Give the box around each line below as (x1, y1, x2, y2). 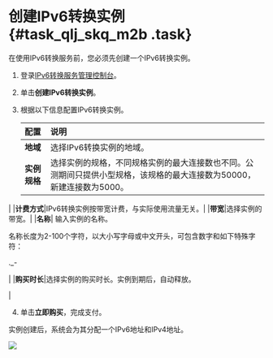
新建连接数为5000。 (50, 181, 128, 192)
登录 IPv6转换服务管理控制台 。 (19, 70, 122, 80)
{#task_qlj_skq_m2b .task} (8, 25, 193, 44)
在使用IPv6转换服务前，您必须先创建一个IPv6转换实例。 (8, 53, 195, 63)
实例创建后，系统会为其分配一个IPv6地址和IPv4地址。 (8, 324, 188, 334)
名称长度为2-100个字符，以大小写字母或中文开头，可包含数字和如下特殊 (8, 231, 249, 240)
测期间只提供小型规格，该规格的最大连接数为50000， (50, 169, 256, 180)
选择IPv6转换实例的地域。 (50, 141, 149, 153)
